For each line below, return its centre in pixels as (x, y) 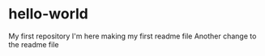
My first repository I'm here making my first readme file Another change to (132, 36)
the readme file (34, 44)
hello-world (49, 14)
